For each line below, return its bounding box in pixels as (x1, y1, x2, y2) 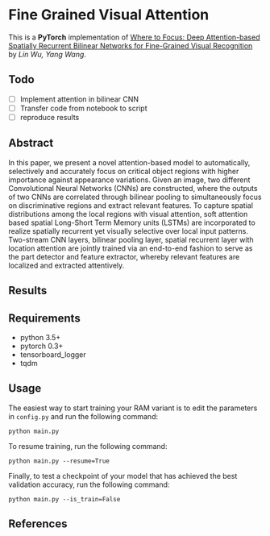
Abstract (8, 136, 54, 150)
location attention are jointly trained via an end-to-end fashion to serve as (8, 243, 253, 253)
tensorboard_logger (19, 349, 86, 359)
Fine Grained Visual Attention (8, 6, 210, 24)
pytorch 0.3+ (19, 341, 64, 351)
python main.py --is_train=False (8, 495, 121, 503)
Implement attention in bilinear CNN (19, 94, 139, 104)
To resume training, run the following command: (8, 441, 168, 451)
